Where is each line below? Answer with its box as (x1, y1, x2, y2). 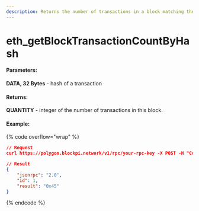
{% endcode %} (6, 199, 46, 206)
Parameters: (6, 66, 37, 74)
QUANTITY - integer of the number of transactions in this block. (6, 107, 163, 114)
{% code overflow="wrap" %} (6, 133, 80, 140)
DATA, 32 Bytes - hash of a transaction (6, 80, 102, 87)
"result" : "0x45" (17, 183, 60, 189)
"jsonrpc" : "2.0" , (17, 172, 62, 178)
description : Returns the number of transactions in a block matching (6, 8, 184, 15)
